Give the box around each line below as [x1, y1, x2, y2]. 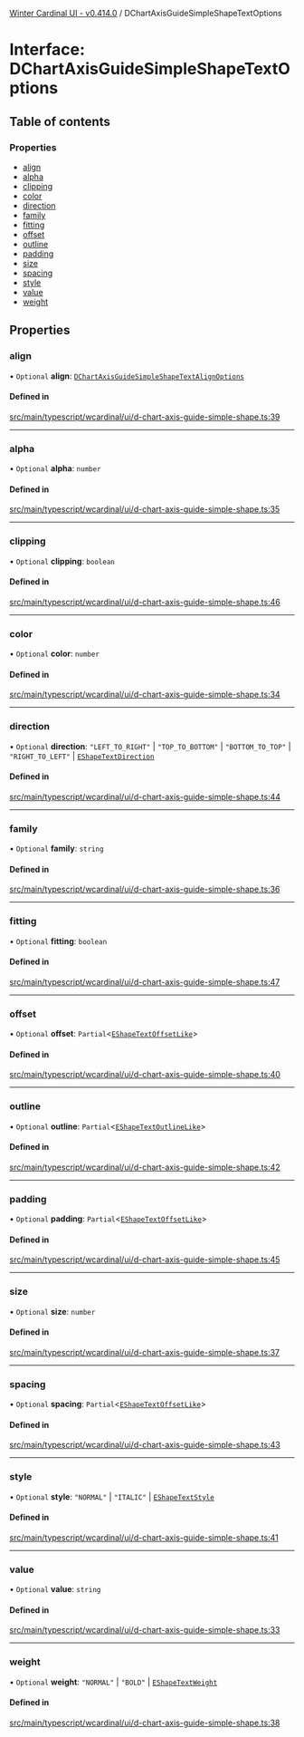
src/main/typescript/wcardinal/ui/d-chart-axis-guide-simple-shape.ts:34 [9, 689, 280, 700]
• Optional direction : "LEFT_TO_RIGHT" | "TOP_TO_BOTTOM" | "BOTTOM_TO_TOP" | [9, 740, 291, 751]
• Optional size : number [9, 1306, 96, 1317]
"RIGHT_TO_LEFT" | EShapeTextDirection [9, 750, 155, 761]
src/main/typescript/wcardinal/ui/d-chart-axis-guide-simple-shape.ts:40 [9, 1069, 280, 1080]
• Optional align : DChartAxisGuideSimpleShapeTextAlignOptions [9, 371, 244, 381]
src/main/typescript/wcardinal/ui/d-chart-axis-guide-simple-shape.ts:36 [9, 883, 280, 895]
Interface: [9, 40, 86, 60]
